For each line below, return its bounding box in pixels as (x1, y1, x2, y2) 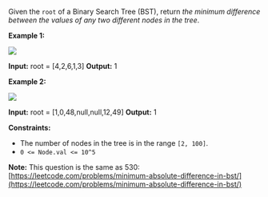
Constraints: (8, 123, 51, 132)
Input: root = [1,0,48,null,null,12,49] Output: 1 (8, 107, 158, 117)
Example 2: (8, 77, 46, 86)
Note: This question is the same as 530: (8, 163, 140, 171)
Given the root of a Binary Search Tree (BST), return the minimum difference (8, 7, 261, 16)
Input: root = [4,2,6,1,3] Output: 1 (8, 62, 118, 70)
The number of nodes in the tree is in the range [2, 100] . (19, 139, 209, 147)
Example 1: (8, 31, 46, 40)
